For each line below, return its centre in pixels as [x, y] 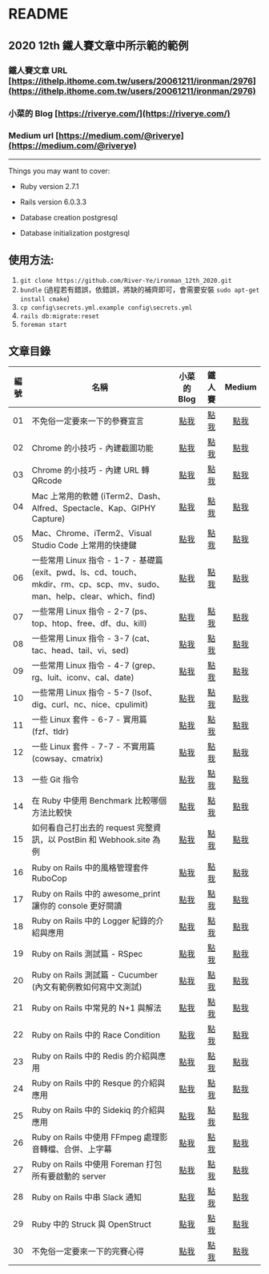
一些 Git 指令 [55, 780]
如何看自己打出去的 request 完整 [92, 828]
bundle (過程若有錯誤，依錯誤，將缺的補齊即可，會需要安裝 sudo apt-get [140, 289]
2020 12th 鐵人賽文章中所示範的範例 [98, 45]
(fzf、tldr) [50, 732]
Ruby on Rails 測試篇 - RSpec [87, 954]
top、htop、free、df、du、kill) [90, 623]
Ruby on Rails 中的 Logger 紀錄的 [94, 921]
